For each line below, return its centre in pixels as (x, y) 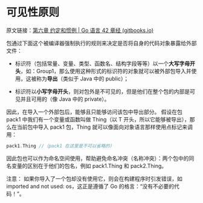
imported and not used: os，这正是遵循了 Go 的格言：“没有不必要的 (90, 186)
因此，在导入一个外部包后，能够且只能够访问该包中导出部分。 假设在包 (94, 112)
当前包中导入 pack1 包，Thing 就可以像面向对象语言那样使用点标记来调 (105, 127)
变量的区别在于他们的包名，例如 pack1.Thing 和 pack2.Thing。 (89, 166)
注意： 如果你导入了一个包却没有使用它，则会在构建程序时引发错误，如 (94, 178)
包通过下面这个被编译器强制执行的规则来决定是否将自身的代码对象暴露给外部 (101, 43)
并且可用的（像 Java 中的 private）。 (65, 99)
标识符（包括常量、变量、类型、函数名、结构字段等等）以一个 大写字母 (102, 63)
